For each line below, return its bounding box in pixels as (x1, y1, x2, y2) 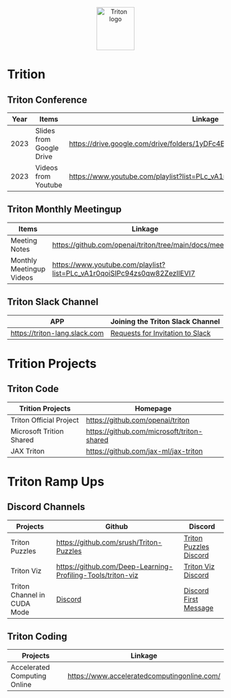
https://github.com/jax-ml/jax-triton (85, 446, 203, 455)
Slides (35, 126, 56, 135)
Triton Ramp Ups (7, 473, 104, 489)
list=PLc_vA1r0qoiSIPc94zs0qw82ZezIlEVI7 (52, 268, 196, 278)
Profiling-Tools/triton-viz (56, 570, 139, 579)
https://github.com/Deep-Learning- (56, 562, 173, 571)
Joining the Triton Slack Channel (110, 316, 220, 326)
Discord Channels (7, 501, 86, 513)
